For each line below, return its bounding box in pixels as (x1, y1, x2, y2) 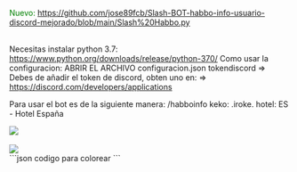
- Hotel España (9, 109, 64, 119)
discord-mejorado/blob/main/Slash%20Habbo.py (9, 17, 190, 28)
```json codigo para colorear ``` (9, 153, 121, 163)
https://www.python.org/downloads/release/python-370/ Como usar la (9, 53, 269, 63)
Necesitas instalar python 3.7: (9, 44, 118, 54)
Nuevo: (9, 8, 36, 18)
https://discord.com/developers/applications (9, 82, 173, 92)
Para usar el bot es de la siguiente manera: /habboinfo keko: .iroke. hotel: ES (9, 99, 289, 110)
